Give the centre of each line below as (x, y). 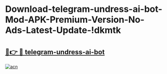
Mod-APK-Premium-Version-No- (75, 20)
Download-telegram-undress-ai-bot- (84, 9)
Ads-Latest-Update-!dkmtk (63, 30)
